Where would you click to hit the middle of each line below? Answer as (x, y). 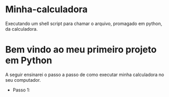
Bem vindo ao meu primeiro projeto (81, 50)
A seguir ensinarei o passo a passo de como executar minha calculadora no (85, 75)
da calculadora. (22, 29)
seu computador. (23, 80)
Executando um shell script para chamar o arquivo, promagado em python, (84, 23)
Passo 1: (21, 90)
